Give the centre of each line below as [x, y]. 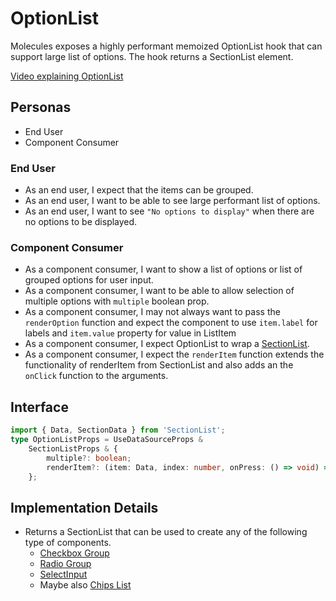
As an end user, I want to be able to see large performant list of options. [172, 201]
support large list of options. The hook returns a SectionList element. [152, 56]
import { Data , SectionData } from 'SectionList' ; [118, 430]
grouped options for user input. [89, 280]
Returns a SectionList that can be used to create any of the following [166, 532]
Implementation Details [84, 507]
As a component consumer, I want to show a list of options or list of [163, 269]
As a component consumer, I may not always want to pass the [152, 312]
